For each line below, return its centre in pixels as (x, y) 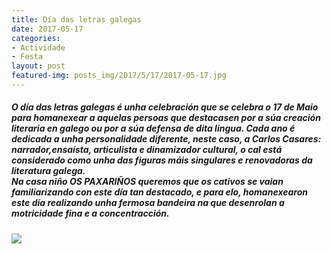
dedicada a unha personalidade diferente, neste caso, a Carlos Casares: (166, 139)
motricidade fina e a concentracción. (90, 213)
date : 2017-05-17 (47, 29)
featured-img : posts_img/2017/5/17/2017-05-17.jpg (119, 76)
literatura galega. (48, 171)
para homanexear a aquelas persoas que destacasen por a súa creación (166, 118)
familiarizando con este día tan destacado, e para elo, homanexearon (159, 192)
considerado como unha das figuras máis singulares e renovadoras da (162, 160)
